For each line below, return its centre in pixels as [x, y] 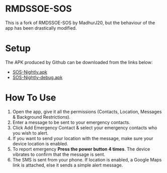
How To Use [31, 98]
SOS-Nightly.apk [30, 72]
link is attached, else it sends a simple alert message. [68, 165]
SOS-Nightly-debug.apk [37, 77]
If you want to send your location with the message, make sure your [83, 138]
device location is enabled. [40, 143]
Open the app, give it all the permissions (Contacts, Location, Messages [87, 112]
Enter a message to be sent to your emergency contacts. [71, 122]
